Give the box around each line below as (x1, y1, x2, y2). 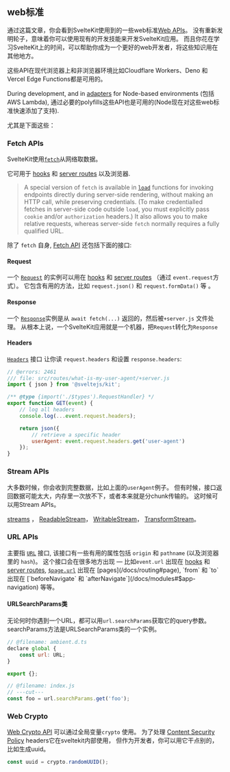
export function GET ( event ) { (7, 400, 94, 407)
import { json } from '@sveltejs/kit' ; (7, 381, 121, 388)
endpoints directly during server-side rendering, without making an (23, 190, 214, 199)
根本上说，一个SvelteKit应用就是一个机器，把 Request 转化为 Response (26, 323, 218, 331)
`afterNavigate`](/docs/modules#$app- (85, 574, 196, 582)
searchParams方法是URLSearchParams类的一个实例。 (7, 625, 161, 634)
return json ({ (19, 425, 60, 432)
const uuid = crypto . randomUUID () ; (7, 759, 109, 766)
